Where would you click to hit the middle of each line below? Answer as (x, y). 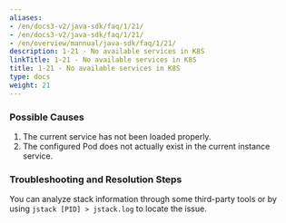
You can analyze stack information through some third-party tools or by (143, 199)
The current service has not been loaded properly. (117, 136)
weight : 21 (30, 85)
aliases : (26, 18)
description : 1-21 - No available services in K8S (107, 52)
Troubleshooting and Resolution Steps (96, 179)
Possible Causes (47, 117)
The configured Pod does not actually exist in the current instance (146, 146)
